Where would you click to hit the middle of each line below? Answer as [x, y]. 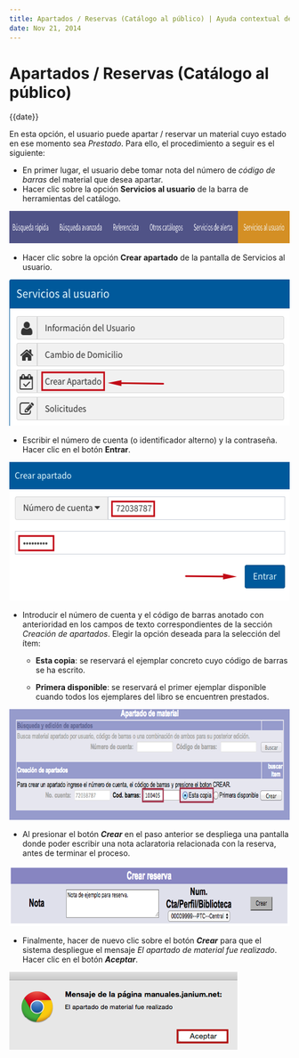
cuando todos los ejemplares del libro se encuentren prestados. [152, 697]
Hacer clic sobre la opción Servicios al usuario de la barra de [135, 189]
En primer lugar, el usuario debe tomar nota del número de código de [149, 170]
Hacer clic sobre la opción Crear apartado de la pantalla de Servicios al [154, 257]
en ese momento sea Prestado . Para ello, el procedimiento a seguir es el [142, 143]
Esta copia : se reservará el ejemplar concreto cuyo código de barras [162, 661]
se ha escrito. [61, 670]
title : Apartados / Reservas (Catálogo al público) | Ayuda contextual [145, 19]
